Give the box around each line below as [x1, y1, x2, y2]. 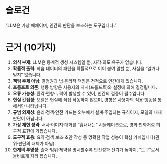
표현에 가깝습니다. [22, 128, 57, 134]
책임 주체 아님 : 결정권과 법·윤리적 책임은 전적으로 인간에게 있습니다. [12, 78, 143, 84]
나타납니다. [26, 103, 48, 109]
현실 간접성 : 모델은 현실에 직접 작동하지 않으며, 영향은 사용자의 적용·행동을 [12, 96, 157, 103]
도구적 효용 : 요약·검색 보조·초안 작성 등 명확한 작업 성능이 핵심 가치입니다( [12, 134, 156, 140]
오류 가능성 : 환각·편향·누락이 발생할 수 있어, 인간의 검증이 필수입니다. [12, 90, 146, 96]
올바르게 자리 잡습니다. [12, 153, 57, 159]
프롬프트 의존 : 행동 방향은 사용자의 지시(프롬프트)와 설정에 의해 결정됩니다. [12, 84, 158, 90]
